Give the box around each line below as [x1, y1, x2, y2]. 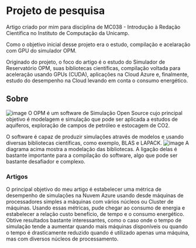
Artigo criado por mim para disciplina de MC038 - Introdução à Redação [6, 23, 181, 30]
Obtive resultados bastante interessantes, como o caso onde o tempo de [6, 217, 182, 224]
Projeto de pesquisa [6, 4, 105, 18]
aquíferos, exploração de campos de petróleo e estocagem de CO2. [6, 121, 170, 129]
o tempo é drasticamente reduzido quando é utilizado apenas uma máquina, [6, 229, 190, 236]
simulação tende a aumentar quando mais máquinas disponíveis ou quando [6, 223, 188, 230]
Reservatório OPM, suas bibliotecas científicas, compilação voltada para [6, 64, 181, 71]
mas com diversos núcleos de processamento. [6, 235, 119, 243]
